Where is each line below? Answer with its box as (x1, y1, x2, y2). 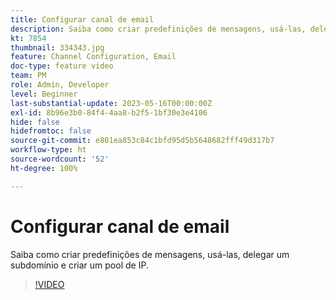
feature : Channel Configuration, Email (10, 52, 177, 62)
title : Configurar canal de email (10, 14, 155, 25)
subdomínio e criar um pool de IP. (10, 259, 149, 271)
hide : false (10, 117, 60, 127)
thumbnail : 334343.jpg (10, 42, 105, 53)
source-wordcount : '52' (10, 154, 110, 164)
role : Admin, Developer (10, 80, 110, 90)
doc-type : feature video (10, 61, 114, 71)
